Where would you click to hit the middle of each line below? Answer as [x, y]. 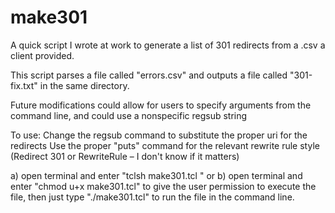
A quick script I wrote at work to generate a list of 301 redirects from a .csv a [168, 45]
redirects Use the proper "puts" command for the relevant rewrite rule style [165, 145]
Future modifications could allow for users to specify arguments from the [161, 105]
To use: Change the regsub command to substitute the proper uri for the [159, 135]
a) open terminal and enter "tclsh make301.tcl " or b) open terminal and [156, 175]
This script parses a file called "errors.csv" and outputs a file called [149, 75]
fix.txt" [24, 85]
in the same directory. [84, 85]
